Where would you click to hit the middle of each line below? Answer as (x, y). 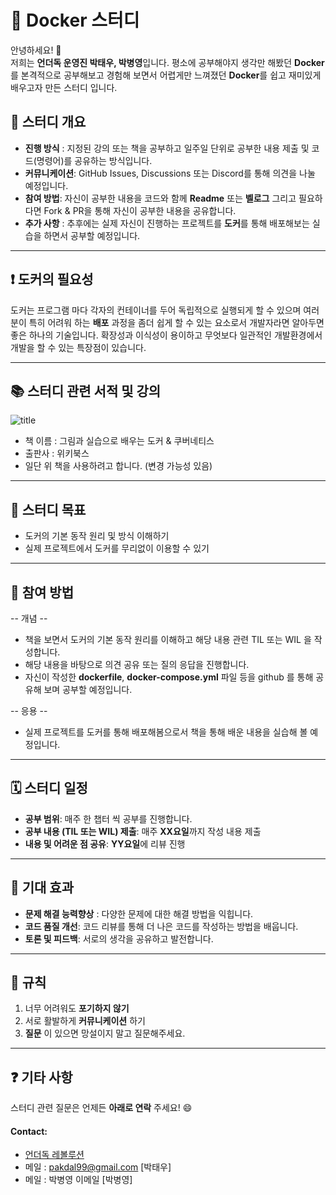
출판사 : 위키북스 (57, 453)
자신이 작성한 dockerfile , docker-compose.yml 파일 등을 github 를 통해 (169, 677)
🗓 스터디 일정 (49, 788)
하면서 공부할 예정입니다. (92, 235)
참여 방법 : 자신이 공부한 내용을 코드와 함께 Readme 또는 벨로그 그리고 (160, 198)
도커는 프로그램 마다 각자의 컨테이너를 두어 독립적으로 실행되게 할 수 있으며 (156, 310)
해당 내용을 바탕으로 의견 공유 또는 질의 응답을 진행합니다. (137, 664)
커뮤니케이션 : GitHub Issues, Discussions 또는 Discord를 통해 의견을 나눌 (170, 173)
